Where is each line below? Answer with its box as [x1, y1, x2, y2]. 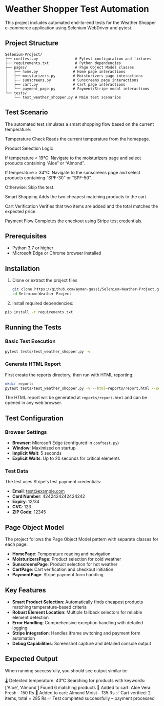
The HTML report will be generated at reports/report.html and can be [5, 395, 147, 400]
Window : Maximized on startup [12, 445, 76, 451]
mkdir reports [5, 381, 34, 386]
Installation [5, 264, 40, 273]
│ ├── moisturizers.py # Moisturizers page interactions [5, 73, 143, 78]
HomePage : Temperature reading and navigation [12, 551, 111, 557]
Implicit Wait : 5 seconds [12, 450, 62, 456]
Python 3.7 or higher [12, 245, 54, 251]
